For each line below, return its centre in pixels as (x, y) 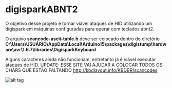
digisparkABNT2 (42, 9)
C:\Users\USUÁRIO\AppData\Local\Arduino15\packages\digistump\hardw (86, 44)
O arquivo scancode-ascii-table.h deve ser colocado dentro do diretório (83, 39)
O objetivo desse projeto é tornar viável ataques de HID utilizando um (79, 23)
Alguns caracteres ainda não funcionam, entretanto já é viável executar (81, 59)
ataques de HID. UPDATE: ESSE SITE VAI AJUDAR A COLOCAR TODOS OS (84, 65)
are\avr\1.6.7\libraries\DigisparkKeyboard (51, 49)
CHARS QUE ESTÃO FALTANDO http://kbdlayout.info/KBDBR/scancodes (81, 70)
